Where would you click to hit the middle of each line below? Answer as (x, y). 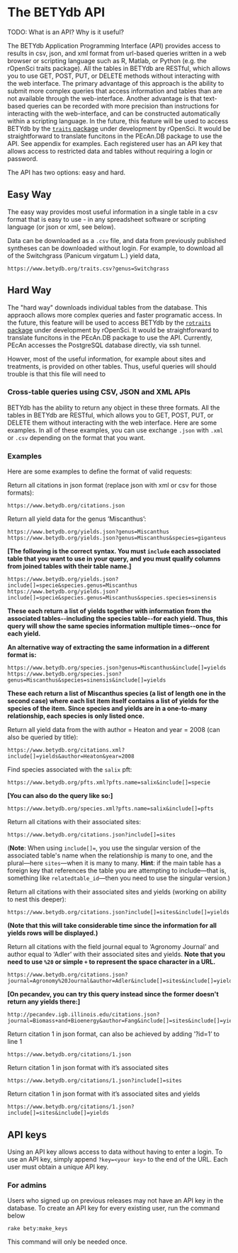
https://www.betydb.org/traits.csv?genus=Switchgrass (89, 269)
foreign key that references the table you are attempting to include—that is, (117, 871)
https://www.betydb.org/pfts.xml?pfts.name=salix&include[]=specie (109, 783)
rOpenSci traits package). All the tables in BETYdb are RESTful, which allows (119, 68)
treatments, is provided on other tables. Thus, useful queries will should (112, 366)
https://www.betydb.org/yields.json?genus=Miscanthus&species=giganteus (117, 538)
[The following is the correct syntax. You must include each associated (114, 551)
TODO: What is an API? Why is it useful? (66, 32)
